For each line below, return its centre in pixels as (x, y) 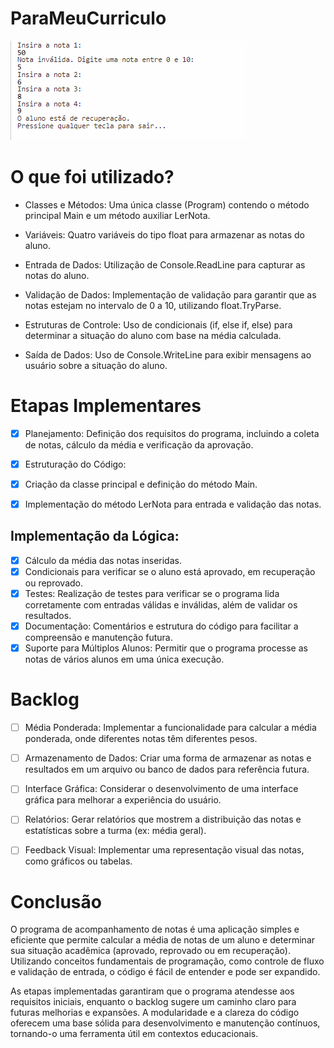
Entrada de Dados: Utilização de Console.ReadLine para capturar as (165, 264)
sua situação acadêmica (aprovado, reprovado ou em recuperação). (150, 951)
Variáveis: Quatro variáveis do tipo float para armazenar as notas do (165, 234)
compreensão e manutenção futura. (98, 638)
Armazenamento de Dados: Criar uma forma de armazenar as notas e (168, 758)
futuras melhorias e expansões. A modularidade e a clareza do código (155, 1013)
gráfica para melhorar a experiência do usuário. (123, 800)
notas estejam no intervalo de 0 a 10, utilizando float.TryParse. (153, 305)
